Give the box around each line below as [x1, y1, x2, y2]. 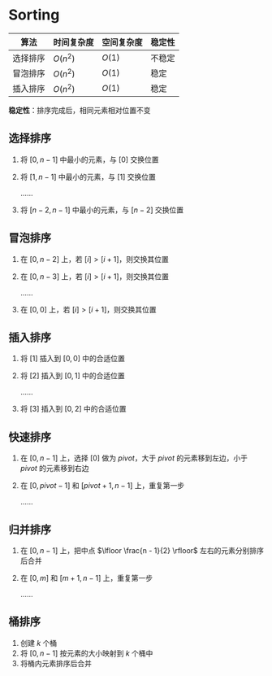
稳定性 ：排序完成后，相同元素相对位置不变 [8, 105, 151, 115]
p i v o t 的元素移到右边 [19, 464, 89, 473]
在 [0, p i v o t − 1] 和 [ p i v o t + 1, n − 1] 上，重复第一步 [19, 481, 185, 491]
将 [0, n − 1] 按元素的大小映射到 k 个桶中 [19, 648, 153, 658]
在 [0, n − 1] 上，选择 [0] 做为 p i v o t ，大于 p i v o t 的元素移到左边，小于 [19, 453, 248, 463]
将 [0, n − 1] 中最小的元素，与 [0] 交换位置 [19, 155, 159, 164]
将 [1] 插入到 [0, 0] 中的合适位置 [19, 354, 126, 364]
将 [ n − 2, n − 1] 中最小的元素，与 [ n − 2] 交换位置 [19, 205, 184, 215]
